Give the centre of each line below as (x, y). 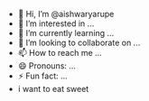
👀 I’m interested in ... (56, 23)
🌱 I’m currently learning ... (66, 33)
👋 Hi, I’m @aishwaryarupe (66, 14)
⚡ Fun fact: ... (42, 76)
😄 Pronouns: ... (47, 66)
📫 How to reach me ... (60, 53)
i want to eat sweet (53, 89)
